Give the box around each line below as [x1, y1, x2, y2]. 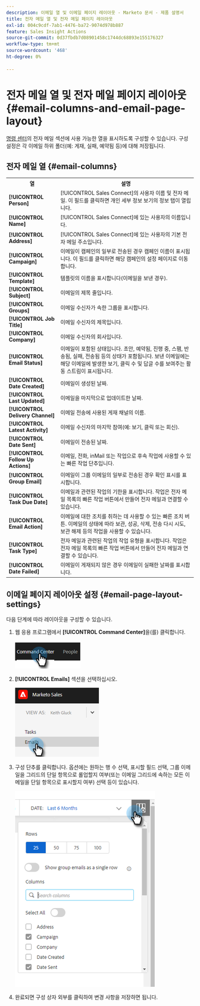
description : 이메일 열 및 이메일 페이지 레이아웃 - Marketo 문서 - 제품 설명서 [6, 10, 184, 16]
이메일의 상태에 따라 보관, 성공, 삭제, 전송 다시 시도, [68, 520, 186, 527]
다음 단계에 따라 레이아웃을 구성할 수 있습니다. [6, 616, 113, 623]
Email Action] [8, 523, 43, 530]
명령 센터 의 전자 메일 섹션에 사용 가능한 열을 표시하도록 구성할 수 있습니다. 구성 [6, 134, 189, 142]
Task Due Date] [8, 499, 48, 506]
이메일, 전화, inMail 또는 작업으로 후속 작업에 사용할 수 [60, 452, 185, 459]
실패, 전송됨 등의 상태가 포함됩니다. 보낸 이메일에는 [73, 352, 190, 360]
